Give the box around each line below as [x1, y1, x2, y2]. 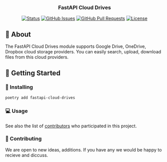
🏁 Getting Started [5, 68, 61, 77]
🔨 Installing [5, 84, 33, 91]
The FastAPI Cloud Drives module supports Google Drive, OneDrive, [5, 43, 146, 49]
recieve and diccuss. [5, 152, 48, 158]
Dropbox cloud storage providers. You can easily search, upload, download [5, 49, 161, 55]
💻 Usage [5, 107, 28, 114]
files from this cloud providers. [5, 54, 69, 60]
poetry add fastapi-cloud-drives [5, 95, 75, 100]
